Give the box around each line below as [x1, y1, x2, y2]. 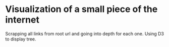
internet [5, 14, 39, 25]
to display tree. [5, 36, 36, 42]
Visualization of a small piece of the [5, 3, 158, 15]
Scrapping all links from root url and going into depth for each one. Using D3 [5, 30, 164, 36]
